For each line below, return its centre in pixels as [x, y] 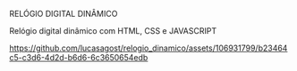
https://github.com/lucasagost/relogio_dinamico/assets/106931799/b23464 [148, 48]
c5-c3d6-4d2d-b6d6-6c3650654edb [79, 57]
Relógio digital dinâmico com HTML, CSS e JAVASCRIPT [113, 31]
